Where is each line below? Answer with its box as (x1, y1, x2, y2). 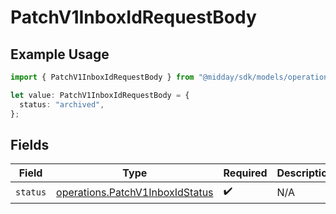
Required (223, 166, 268, 180)
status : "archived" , (19, 99, 105, 110)
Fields (10, 136, 50, 153)
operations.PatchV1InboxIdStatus (56, 185, 214, 199)
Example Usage (10, 46, 110, 63)
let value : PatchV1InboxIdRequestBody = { (10, 90, 190, 100)
